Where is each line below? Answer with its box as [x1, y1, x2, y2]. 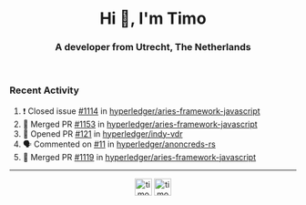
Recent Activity [9, 84, 80, 97]
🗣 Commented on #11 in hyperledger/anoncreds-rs [22, 138, 216, 149]
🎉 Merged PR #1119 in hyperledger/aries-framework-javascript [22, 151, 257, 162]
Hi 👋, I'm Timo [99, 8, 207, 29]
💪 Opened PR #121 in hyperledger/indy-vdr [22, 128, 183, 139]
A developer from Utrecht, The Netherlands [55, 41, 251, 54]
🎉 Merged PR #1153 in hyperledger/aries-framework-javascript [22, 118, 258, 129]
